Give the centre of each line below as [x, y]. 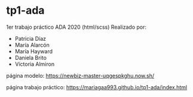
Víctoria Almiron [35, 64]
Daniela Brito [30, 57]
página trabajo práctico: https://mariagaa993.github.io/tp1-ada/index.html [96, 87]
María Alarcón [32, 45]
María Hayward [33, 51]
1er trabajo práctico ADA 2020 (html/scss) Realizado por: [76, 27]
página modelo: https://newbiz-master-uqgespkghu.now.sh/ [80, 75]
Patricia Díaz [30, 38]
